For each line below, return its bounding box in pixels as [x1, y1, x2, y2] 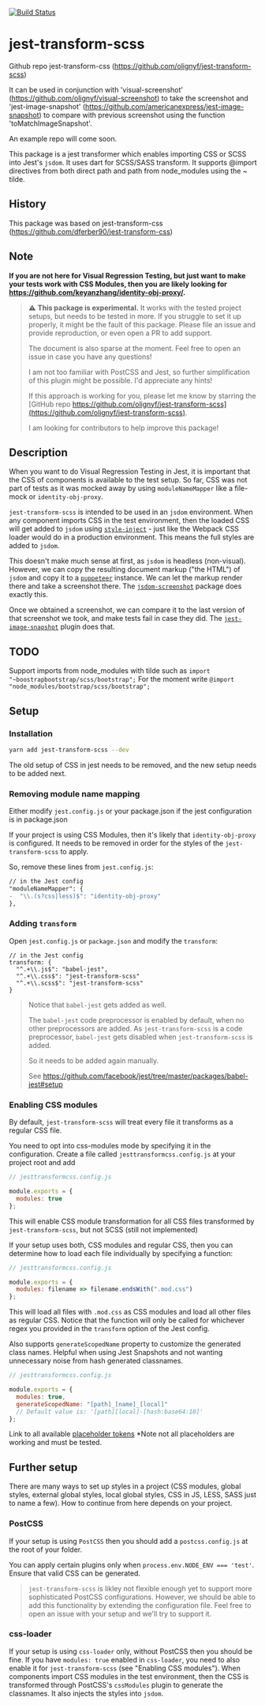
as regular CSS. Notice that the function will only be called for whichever [9, 1315, 245, 1325]
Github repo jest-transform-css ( [9, 61, 115, 70]
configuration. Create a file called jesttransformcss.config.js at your [9, 1149, 236, 1159]
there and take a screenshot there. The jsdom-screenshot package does [9, 581, 242, 591]
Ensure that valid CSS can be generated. [9, 1568, 141, 1578]
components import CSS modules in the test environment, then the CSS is [9, 1671, 249, 1681]
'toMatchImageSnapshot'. [9, 119, 93, 128]
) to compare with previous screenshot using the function [39, 110, 226, 119]
